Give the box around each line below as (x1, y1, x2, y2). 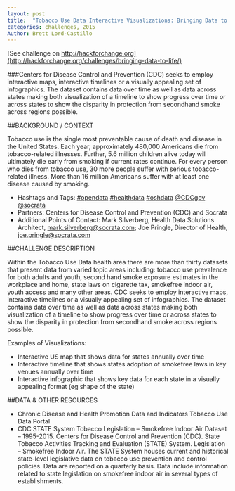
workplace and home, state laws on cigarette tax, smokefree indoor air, (7, 281, 213, 289)
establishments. (17, 477, 64, 485)
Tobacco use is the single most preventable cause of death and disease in (7, 135, 222, 144)
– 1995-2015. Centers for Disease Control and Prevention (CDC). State (17, 432, 220, 440)
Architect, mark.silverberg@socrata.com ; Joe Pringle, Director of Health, (17, 223, 228, 232)
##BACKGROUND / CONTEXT (7, 121, 94, 130)
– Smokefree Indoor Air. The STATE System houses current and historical (17, 447, 229, 456)
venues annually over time (17, 367, 94, 376)
